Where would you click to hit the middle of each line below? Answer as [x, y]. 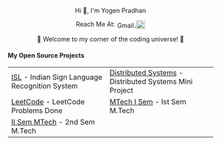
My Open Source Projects [46, 55]
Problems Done [37, 111]
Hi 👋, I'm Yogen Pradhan [110, 11]
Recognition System [45, 86]
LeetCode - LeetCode [48, 102]
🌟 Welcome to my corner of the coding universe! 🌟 [110, 39]
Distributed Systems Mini [151, 82]
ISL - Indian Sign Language [57, 77]
